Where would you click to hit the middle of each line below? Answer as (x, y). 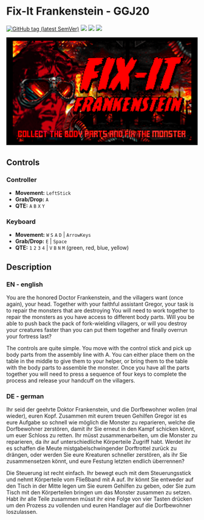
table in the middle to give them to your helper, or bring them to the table (97, 361)
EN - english (25, 284)
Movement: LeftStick (43, 193)
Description (29, 267)
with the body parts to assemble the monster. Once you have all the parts (98, 368)
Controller (22, 180)
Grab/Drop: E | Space (41, 241)
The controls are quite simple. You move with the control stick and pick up (99, 348)
